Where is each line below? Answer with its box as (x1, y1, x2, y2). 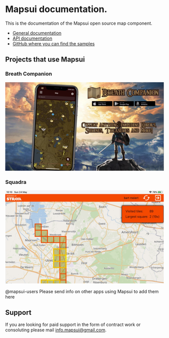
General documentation (12, 30, 62, 36)
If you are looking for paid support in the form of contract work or (5, 321, 141, 328)
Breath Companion (5, 71, 52, 78)
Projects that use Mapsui (5, 55, 85, 64)
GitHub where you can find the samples (12, 40, 95, 46)
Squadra (5, 179, 27, 186)
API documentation (12, 35, 53, 41)
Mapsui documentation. (5, 4, 108, 15)
